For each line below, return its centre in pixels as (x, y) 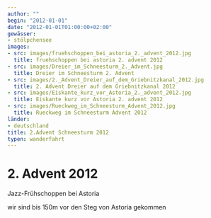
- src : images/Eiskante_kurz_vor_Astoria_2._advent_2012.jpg (99, 93)
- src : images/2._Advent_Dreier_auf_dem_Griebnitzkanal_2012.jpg (105, 80)
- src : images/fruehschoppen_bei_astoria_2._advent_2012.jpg (99, 54)
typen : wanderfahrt (36, 139)
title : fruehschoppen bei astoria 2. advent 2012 (88, 60)
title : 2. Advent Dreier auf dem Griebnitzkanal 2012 (95, 86)
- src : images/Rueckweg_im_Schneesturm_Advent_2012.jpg (91, 106)
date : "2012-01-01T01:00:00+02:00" (60, 27)
